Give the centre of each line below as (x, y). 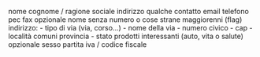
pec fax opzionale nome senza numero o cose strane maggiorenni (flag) (125, 20)
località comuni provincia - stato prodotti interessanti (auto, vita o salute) (126, 36)
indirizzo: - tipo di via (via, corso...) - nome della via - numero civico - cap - (130, 28)
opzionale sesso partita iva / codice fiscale (78, 45)
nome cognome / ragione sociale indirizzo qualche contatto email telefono (129, 11)
